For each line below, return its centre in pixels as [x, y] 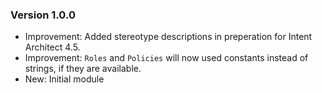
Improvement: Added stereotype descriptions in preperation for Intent [168, 37]
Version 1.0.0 [43, 15]
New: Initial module [64, 79]
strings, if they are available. [83, 69]
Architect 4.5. [52, 47]
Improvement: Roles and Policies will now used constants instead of [166, 58]
